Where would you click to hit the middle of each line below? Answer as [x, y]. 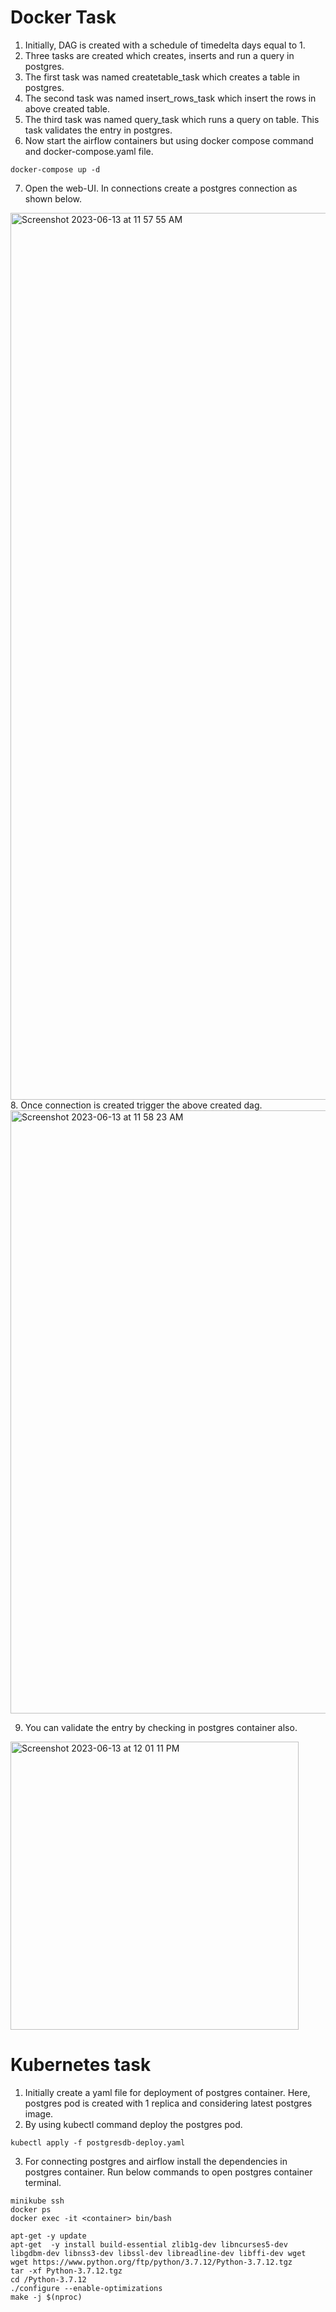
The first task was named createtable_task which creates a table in [162, 77]
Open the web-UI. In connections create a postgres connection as [161, 188]
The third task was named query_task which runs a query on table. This [172, 119]
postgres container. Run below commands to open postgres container [168, 2172]
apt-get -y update [48, 2236]
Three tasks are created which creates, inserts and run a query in [159, 55]
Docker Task [63, 17]
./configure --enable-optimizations [86, 2288]
